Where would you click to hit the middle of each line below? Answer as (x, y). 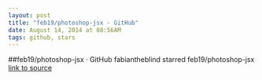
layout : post (30, 15)
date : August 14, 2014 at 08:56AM (65, 30)
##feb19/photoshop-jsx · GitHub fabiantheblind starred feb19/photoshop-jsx (131, 60)
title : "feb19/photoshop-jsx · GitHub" (74, 23)
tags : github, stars (42, 37)
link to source (30, 68)
